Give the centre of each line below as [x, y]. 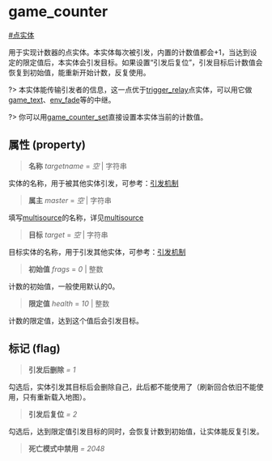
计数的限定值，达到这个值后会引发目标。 [76, 320]
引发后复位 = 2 [53, 414]
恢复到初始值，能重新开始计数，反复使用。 [79, 72]
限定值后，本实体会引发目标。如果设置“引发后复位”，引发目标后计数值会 [142, 62]
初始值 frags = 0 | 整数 [66, 269]
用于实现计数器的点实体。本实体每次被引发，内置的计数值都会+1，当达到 [129, 52]
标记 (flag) [34, 349]
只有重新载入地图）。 [56, 397]
